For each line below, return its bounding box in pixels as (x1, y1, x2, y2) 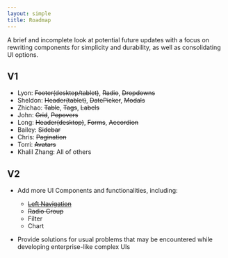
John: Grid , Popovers (17, 111, 79, 119)
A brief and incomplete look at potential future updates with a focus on (7, 35, 210, 44)
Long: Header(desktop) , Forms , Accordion (17, 119, 139, 127)
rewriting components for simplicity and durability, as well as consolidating (7, 43, 221, 51)
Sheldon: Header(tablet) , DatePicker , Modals (17, 96, 145, 105)
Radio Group (27, 207, 64, 216)
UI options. (7, 50, 39, 59)
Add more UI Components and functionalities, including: (17, 187, 179, 195)
